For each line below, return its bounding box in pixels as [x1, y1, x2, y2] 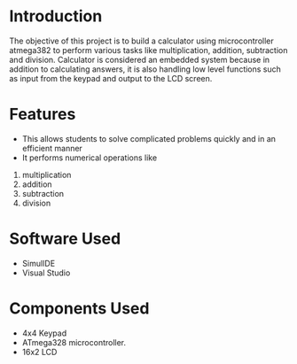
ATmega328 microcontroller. [21, 337, 127, 347]
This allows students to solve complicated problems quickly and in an [21, 133, 277, 143]
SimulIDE [21, 258, 56, 268]
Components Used [9, 298, 150, 318]
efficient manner [21, 143, 82, 153]
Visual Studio [21, 267, 71, 278]
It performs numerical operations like [21, 152, 158, 163]
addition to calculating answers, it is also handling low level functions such [9, 64, 282, 74]
